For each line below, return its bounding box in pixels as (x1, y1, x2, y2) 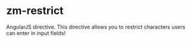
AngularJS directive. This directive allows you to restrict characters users (6, 23, 186, 30)
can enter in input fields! (6, 29, 66, 36)
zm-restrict (6, 4, 64, 17)
